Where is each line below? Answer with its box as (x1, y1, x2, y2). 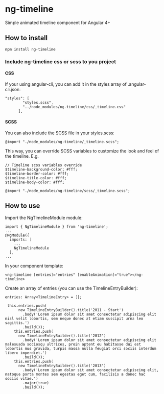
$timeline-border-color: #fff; (5, 172, 69, 176)
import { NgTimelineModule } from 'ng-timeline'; (5, 224, 109, 229)
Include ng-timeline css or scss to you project (5, 58, 117, 65)
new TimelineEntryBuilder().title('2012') (18, 333, 106, 338)
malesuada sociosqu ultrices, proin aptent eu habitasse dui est (5, 342, 141, 346)
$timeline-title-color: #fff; (5, 175, 67, 181)
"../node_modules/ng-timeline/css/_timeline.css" (23, 104, 126, 109)
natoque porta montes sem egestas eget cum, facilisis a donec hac (5, 371, 146, 377)
